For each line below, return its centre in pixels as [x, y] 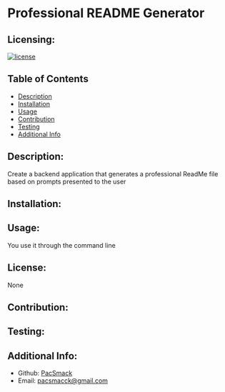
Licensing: [31, 40]
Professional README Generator [106, 13]
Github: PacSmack [45, 373]
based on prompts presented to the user [67, 181]
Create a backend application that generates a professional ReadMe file [113, 174]
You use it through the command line [61, 245]
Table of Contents [48, 79]
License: [27, 268]
